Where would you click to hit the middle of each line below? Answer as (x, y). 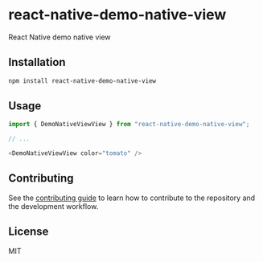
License (29, 232)
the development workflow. (53, 206)
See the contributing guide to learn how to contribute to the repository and (132, 198)
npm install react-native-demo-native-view (82, 81)
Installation (37, 62)
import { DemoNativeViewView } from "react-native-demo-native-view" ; (129, 125)
